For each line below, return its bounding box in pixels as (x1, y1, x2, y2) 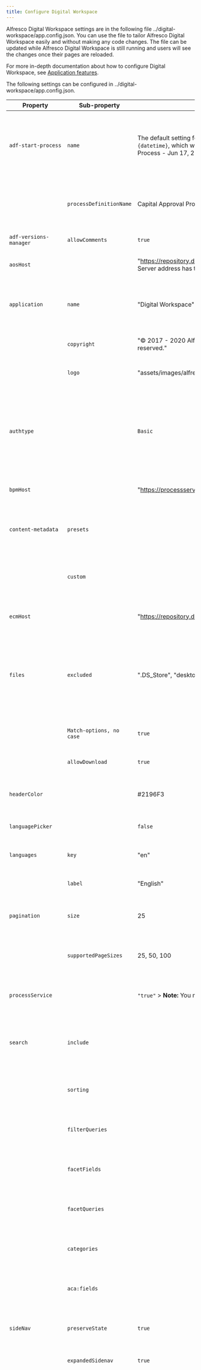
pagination (9, 912, 40, 919)
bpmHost (9, 486, 31, 493)
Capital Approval (137, 199, 184, 208)
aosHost (9, 261, 31, 268)
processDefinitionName (67, 200, 132, 207)
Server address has (137, 264, 193, 272)
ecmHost (9, 613, 31, 620)
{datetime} (137, 142, 169, 149)
